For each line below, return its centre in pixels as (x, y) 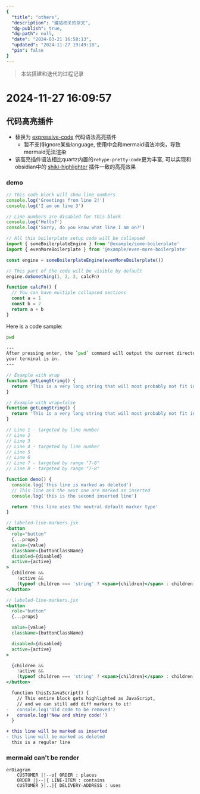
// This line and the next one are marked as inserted (81, 490)
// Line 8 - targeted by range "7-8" (53, 469)
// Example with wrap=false (41, 402)
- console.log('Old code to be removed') (61, 709)
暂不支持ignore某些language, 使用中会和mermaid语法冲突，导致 (102, 144)
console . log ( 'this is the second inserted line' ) (74, 496)
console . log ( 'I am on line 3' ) (45, 206)
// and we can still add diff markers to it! (74, 704)
